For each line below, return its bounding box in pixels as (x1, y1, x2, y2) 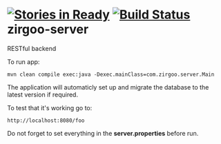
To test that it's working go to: (7, 103, 93, 112)
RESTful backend (7, 44, 57, 52)
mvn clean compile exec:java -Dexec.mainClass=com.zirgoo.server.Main (7, 71, 215, 78)
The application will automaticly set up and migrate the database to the (7, 83, 209, 91)
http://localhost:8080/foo (7, 117, 85, 124)
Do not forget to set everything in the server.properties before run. (7, 129, 199, 137)
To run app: (7, 57, 40, 65)
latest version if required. (7, 90, 78, 99)
